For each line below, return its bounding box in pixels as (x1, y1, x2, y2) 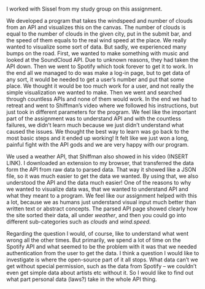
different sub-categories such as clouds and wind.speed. (6, 218, 152, 225)
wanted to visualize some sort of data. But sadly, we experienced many (6, 43, 187, 50)
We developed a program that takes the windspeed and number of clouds (6, 17, 193, 24)
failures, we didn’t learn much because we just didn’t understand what (6, 121, 184, 128)
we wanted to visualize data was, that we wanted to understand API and (6, 185, 188, 193)
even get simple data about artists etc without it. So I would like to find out (6, 269, 194, 276)
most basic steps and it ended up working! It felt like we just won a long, (6, 134, 189, 142)
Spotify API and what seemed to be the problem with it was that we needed (6, 243, 197, 250)
